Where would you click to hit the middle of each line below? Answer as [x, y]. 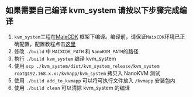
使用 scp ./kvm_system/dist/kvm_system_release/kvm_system [87, 65]
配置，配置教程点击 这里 [47, 44]
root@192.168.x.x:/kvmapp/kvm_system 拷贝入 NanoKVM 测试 [87, 73]
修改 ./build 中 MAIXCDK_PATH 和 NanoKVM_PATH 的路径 [76, 51]
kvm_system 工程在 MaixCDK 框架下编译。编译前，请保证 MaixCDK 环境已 [97, 36]
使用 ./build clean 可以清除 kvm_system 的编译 [72, 88]
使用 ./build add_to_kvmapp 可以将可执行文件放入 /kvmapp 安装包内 [95, 80]
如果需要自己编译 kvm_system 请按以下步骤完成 [92, 11]
